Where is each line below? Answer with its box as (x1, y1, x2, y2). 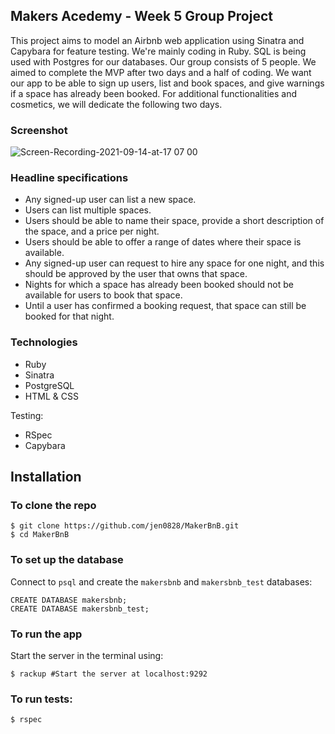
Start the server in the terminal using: (10, 649, 164, 661)
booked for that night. (24, 310, 115, 323)
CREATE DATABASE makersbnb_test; (10, 604, 150, 614)
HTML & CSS (24, 390, 79, 402)
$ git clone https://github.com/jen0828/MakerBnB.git (10, 521, 240, 531)
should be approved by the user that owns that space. (24, 268, 248, 280)
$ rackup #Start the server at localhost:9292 (10, 669, 208, 679)
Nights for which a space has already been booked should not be (24, 279, 294, 291)
